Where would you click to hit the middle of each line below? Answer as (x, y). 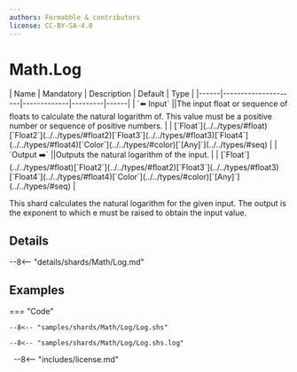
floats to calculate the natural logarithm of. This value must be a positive (141, 117)
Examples (37, 290)
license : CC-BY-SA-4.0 (51, 26)
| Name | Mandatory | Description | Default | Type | (102, 94)
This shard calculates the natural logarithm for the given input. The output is (148, 204)
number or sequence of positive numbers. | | (91, 126)
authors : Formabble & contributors (75, 17)
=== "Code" (31, 312)
